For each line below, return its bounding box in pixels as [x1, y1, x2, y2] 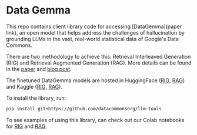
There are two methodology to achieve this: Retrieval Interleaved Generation [6, 53, 191, 60]
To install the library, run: [6, 95, 66, 102]
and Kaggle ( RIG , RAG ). [6, 83, 63, 90]
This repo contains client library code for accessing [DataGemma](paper [6, 23, 182, 30]
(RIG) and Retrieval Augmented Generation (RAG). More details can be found [6, 59, 192, 66]
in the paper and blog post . [6, 65, 72, 72]
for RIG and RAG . [6, 123, 47, 130]
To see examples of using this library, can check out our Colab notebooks [6, 116, 185, 123]
